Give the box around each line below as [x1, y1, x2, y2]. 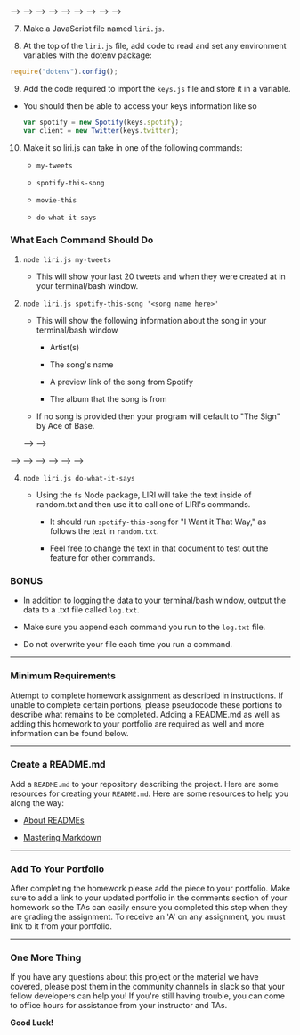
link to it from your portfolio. [10, 921, 112, 932]
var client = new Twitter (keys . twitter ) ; [22, 126, 180, 135]
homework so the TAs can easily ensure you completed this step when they [10, 902, 288, 913]
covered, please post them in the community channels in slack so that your [10, 982, 286, 992]
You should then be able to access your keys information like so [22, 100, 257, 111]
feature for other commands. [49, 552, 156, 563]
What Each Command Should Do [10, 234, 154, 246]
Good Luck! [10, 1017, 54, 1028]
